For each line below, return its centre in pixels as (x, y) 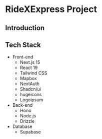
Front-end (23, 57)
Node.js (28, 116)
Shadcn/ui (30, 89)
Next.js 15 (30, 62)
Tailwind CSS (33, 73)
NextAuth (30, 84)
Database (22, 126)
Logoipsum (31, 100)
